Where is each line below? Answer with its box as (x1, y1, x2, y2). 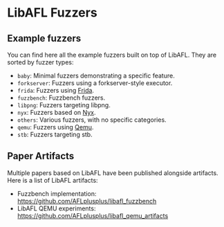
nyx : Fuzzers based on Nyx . (17, 109, 96, 116)
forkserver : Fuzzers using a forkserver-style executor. (17, 79, 173, 87)
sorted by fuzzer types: (7, 58, 74, 66)
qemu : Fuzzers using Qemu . (17, 123, 94, 131)
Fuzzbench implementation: (17, 189, 97, 198)
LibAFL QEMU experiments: (17, 204, 96, 212)
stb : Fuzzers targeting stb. (17, 130, 93, 138)
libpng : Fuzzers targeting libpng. (17, 101, 111, 109)
